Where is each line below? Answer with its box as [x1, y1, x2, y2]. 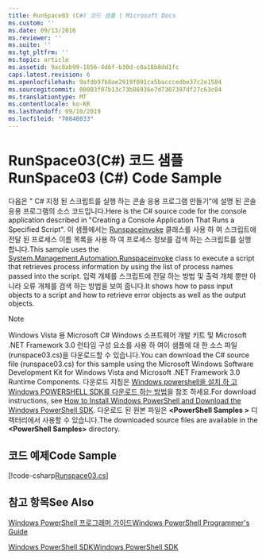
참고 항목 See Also [8, 495, 94, 509]
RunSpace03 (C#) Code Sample [8, 169, 222, 187]
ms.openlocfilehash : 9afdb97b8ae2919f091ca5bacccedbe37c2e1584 [8, 78, 222, 86]
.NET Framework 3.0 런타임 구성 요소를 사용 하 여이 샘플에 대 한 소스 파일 [8, 340, 238, 349]
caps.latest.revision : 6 [8, 71, 91, 79]
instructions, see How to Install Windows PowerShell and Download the [8, 395, 241, 405]
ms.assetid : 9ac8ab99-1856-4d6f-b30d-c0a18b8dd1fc [8, 64, 179, 71]
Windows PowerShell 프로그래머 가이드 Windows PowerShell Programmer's [8, 518, 250, 528]
